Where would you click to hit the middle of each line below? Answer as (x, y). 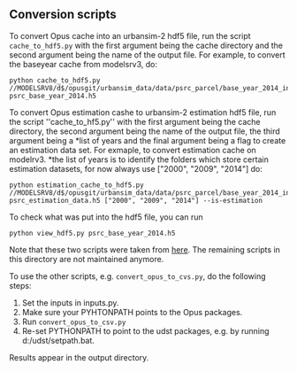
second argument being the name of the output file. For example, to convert (147, 54)
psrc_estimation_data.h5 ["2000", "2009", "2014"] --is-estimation (136, 200)
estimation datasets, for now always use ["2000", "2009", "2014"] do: (136, 168)
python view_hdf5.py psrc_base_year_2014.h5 (92, 233)
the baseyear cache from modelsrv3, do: (83, 64)
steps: (20, 285)
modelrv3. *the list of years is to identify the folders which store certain (139, 159)
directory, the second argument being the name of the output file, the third (145, 131)
